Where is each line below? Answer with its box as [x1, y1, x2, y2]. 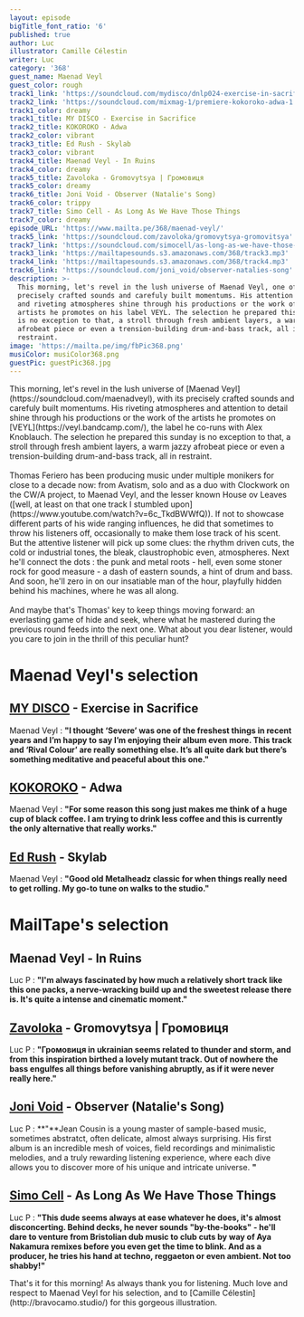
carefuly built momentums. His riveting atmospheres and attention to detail [9, 402, 288, 413]
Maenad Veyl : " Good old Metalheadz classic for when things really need [9, 873, 288, 884]
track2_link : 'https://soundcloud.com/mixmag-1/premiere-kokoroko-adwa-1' [9, 97, 298, 107]
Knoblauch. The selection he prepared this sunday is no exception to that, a [9, 431, 291, 442]
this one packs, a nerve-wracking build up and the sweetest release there [9, 984, 292, 996]
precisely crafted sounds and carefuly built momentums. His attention [17, 291, 294, 300]
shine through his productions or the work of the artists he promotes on [9, 412, 276, 423]
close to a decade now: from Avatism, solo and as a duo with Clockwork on [9, 479, 290, 490]
